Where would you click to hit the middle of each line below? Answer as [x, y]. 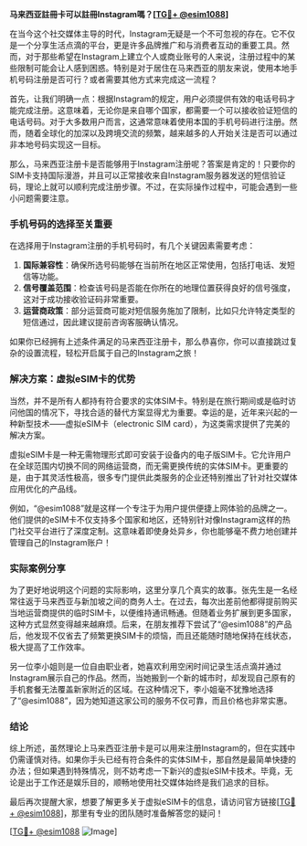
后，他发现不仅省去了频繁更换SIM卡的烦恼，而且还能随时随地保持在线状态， [153, 635]
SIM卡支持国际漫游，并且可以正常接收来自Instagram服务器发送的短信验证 [148, 175]
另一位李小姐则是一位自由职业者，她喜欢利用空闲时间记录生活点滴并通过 [145, 666]
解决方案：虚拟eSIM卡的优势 [73, 379]
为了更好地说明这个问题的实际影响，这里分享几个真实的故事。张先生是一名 [149, 589]
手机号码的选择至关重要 [61, 224]
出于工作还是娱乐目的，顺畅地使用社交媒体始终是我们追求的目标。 [149, 783]
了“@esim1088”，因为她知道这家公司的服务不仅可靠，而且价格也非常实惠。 [151, 700]
